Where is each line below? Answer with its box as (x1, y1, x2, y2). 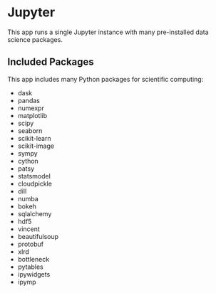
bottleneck (17, 255, 50, 263)
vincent (17, 225, 41, 233)
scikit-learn (17, 134, 51, 142)
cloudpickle (17, 179, 52, 188)
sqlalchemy (17, 209, 52, 218)
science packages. (7, 35, 63, 43)
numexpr (17, 104, 44, 112)
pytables (17, 262, 44, 271)
